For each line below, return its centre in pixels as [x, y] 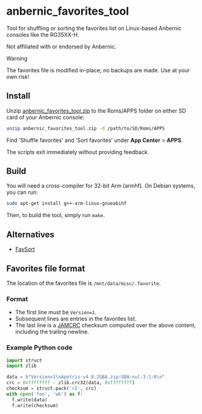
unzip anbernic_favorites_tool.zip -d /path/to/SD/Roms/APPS [86, 128]
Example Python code [39, 348]
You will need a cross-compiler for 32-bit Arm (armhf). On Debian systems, [101, 186]
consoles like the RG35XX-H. [43, 34]
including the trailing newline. [52, 332]
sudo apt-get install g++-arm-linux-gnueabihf [67, 204]
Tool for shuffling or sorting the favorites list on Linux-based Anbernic [94, 28]
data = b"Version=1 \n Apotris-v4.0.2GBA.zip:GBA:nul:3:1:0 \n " [86, 377]
